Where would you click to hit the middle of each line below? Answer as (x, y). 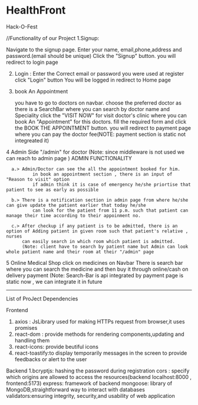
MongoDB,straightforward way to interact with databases (76, 389)
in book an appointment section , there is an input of (102, 174)
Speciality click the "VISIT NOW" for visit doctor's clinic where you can (101, 115)
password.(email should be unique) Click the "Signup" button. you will (91, 56)
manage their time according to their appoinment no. (74, 216)
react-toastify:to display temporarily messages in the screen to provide (101, 353)
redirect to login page (32, 62)
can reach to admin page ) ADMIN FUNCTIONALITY (69, 158)
